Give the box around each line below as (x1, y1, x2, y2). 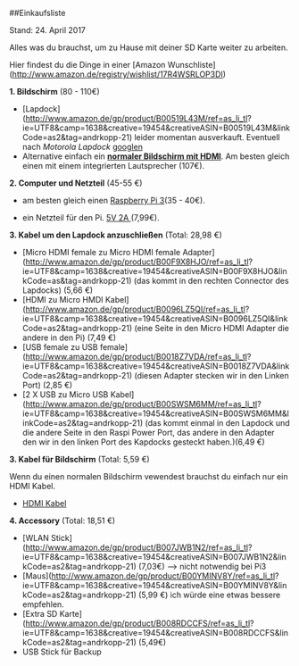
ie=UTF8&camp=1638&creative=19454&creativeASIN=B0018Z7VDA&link (21, 361, 290, 371)
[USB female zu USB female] (21, 342, 128, 352)
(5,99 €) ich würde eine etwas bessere (137, 589, 281, 600)
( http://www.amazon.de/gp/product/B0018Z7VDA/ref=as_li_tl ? (21, 352, 252, 362)
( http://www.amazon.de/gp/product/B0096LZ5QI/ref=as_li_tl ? (21, 304, 250, 314)
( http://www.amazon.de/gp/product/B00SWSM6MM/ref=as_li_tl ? (21, 399, 262, 409)
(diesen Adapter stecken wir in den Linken (133, 370, 289, 380)
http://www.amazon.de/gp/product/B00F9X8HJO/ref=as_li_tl (25, 256, 249, 267)
